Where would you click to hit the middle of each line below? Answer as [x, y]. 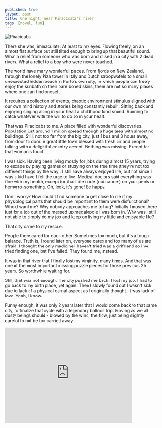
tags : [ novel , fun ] [25, 23]
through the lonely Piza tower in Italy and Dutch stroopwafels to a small [76, 76]
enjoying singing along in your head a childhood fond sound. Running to [77, 112]
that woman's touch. [25, 152]
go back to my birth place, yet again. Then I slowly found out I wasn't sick [78, 286]
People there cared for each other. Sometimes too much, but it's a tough [77, 236]
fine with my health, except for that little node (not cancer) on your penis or [80, 182]
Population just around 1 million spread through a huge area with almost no [79, 131]
